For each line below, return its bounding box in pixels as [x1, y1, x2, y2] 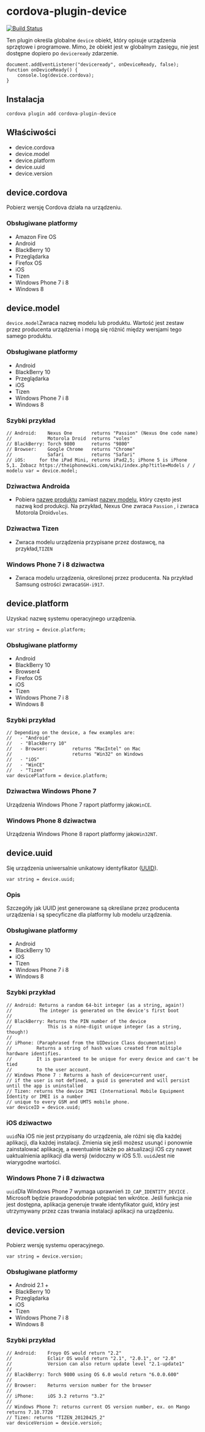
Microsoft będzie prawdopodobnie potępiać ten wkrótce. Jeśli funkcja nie [6, 1194, 192, 1202]
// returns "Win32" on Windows [6, 751, 144, 757]
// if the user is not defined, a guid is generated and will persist [6, 1077, 190, 1084]
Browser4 [15, 668, 40, 675]
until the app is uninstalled [6, 1082, 84, 1089]
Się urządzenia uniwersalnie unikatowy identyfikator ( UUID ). [6, 864, 158, 872]
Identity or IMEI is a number [6, 1094, 84, 1100]
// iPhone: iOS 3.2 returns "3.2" [6, 1393, 105, 1399]
